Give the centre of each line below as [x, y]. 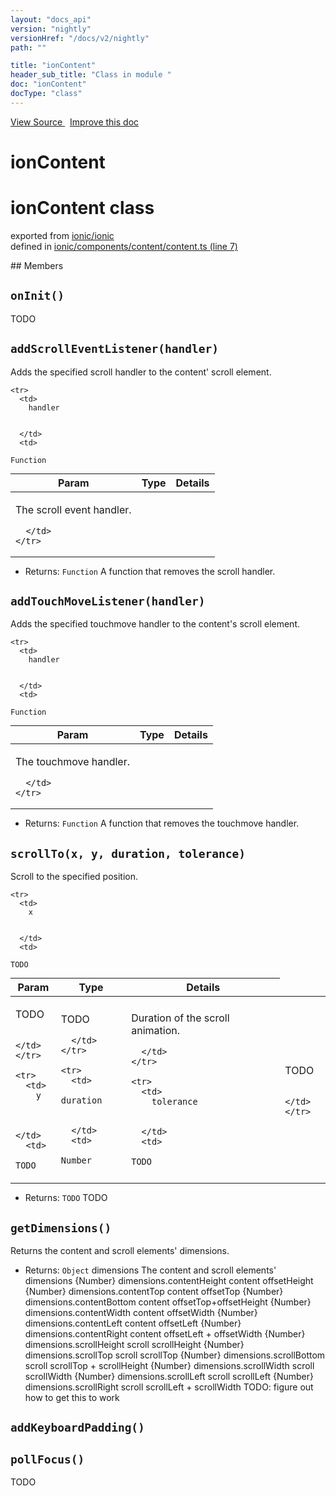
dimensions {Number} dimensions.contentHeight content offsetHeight [169, 1280]
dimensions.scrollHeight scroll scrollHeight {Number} [134, 1344]
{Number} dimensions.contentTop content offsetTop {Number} [154, 1291]
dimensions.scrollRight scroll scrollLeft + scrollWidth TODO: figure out [169, 1387]
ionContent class [82, 208]
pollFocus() [47, 1459]
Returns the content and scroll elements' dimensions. [120, 1250]
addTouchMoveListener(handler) [108, 601]
